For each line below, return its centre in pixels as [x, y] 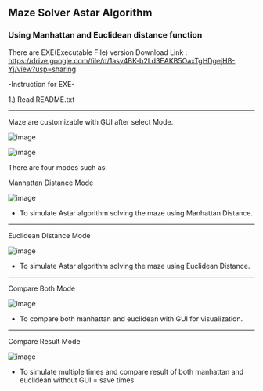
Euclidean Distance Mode [49, 235]
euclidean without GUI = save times [77, 380]
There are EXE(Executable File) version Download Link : [98, 52]
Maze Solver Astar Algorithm [80, 13]
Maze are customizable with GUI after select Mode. [91, 121]
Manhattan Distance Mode [51, 183]
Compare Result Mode [44, 341]
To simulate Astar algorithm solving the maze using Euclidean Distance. [135, 266]
